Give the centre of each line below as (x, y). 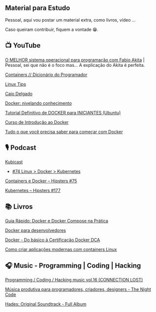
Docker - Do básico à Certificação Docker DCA (53, 240)
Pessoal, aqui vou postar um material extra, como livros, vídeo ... (70, 20)
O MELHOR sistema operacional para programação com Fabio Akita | (75, 60)
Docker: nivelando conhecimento (39, 103)
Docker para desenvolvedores (36, 230)
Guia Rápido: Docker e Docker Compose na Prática (57, 221)
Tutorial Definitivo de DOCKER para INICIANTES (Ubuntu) (63, 113)
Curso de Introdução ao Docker (37, 122)
